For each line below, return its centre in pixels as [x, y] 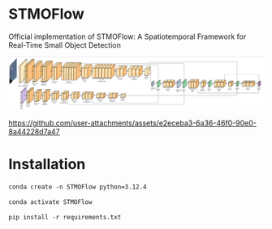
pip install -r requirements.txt [65, 217]
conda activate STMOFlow [50, 202]
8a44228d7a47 [35, 131]
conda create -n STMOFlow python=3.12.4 [78, 187]
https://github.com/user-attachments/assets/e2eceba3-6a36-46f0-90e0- [133, 123]
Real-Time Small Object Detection [65, 45]
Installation [47, 164]
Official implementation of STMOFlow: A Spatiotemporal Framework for [127, 36]
